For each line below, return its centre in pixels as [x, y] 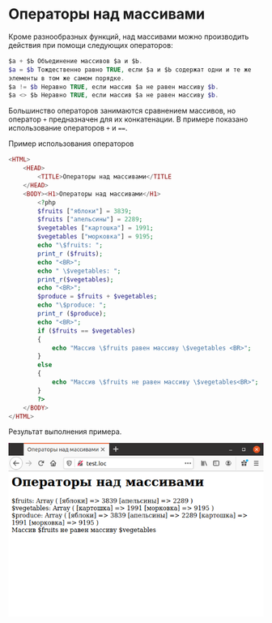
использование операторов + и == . [68, 128]
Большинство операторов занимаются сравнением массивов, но [122, 111]
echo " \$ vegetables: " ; [79, 271]
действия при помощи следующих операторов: [91, 45]
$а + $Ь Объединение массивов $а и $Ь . [76, 61]
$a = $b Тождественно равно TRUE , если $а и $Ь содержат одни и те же [130, 70]
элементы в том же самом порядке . [67, 78]
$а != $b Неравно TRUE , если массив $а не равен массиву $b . [114, 87]
